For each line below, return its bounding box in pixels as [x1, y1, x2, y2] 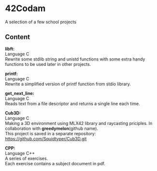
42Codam [5, 3, 46, 14]
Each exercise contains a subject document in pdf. [5, 160, 105, 166]
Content [5, 33, 30, 41]
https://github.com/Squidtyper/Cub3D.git [5, 136, 87, 141]
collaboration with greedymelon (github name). [5, 125, 98, 131]
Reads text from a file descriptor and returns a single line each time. [5, 100, 140, 107]
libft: [5, 46, 15, 51]
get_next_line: [5, 90, 35, 96]
